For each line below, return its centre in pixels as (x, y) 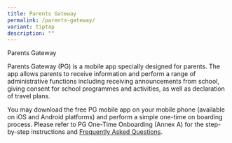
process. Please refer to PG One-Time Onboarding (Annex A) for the (106, 125)
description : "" (31, 33)
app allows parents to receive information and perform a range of (102, 74)
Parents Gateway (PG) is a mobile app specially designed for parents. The (114, 66)
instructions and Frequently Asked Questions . (97, 132)
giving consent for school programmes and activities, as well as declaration (116, 89)
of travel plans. (29, 96)
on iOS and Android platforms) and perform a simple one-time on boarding (115, 117)
